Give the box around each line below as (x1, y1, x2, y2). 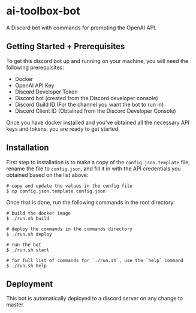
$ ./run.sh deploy (6, 231, 52, 237)
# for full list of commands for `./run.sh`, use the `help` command (6, 257, 184, 263)
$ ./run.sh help (6, 263, 47, 269)
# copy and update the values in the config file (6, 183, 133, 189)
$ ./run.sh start (6, 247, 50, 253)
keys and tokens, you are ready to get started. (6, 125, 120, 133)
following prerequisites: (6, 64, 64, 71)
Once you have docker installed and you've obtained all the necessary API (6, 119, 190, 126)
